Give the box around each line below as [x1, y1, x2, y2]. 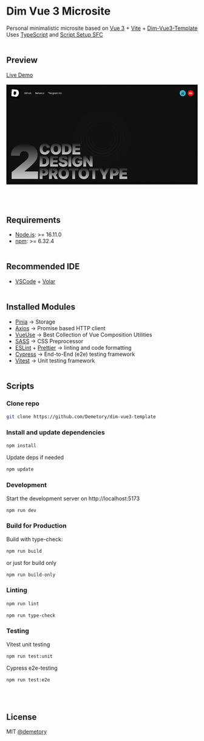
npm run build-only [6, 572, 56, 578]
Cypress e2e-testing [6, 664, 58, 672]
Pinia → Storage [15, 318, 56, 325]
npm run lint [6, 600, 39, 607]
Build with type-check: [6, 535, 63, 543]
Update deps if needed [6, 454, 64, 461]
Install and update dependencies [6, 428, 105, 437]
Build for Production [6, 522, 67, 530]
